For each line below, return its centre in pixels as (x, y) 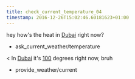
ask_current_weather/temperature (57, 46)
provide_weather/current (46, 69)
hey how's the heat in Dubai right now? (55, 34)
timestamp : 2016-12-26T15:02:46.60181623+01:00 (68, 17)
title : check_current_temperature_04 (54, 12)
